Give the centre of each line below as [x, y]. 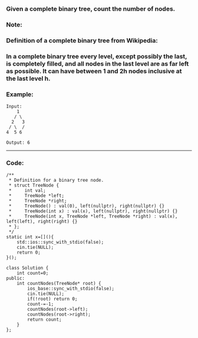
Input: [14, 106]
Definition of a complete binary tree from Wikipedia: [82, 40]
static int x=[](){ [30, 237]
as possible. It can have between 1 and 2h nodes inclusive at [94, 71]
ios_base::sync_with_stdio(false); [71, 289]
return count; [44, 320]
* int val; [27, 191]
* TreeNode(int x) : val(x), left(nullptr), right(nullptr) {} [93, 211]
